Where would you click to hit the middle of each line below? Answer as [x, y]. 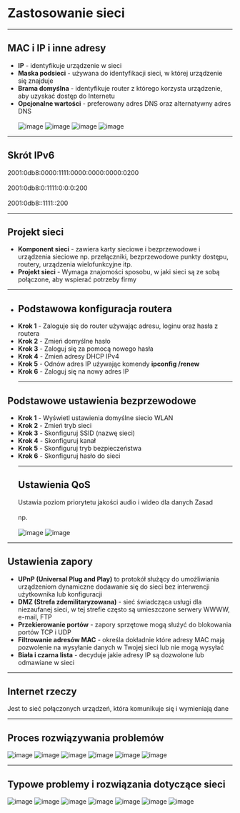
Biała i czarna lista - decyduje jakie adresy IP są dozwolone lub [111, 654]
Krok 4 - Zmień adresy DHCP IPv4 [68, 356]
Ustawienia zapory [50, 562]
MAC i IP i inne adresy [57, 48]
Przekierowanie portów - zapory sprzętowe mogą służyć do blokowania [125, 624]
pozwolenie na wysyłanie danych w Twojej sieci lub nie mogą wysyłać [121, 647]
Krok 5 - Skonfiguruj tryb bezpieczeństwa [79, 448]
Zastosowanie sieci [66, 13]
